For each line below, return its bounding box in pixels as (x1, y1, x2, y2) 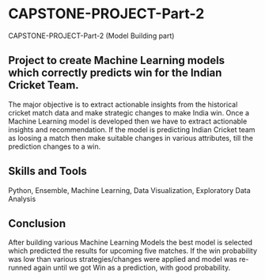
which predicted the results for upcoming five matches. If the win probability (8, 246, 258, 255)
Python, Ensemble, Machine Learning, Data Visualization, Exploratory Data (8, 185, 251, 195)
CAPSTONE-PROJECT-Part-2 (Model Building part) (8, 31, 175, 40)
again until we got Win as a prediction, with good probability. (32, 263, 231, 273)
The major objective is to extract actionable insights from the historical (8, 100, 238, 109)
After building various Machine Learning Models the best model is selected (8, 238, 253, 248)
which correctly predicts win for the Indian (8, 66, 222, 80)
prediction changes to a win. (8, 142, 101, 151)
